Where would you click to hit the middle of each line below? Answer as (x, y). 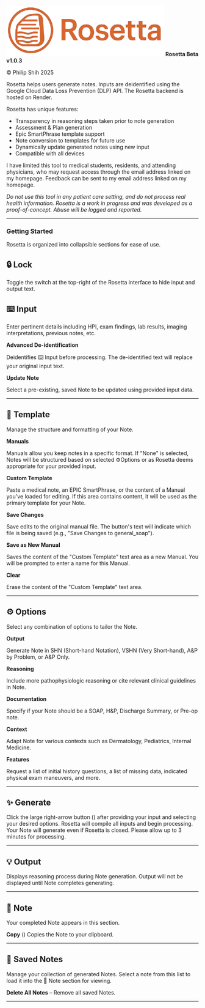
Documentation (27, 699)
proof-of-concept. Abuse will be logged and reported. (74, 209)
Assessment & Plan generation (54, 128)
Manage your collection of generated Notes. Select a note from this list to (99, 974)
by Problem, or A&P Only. (38, 657)
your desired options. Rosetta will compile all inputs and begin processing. (100, 824)
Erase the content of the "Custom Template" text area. (74, 587)
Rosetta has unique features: (42, 109)
